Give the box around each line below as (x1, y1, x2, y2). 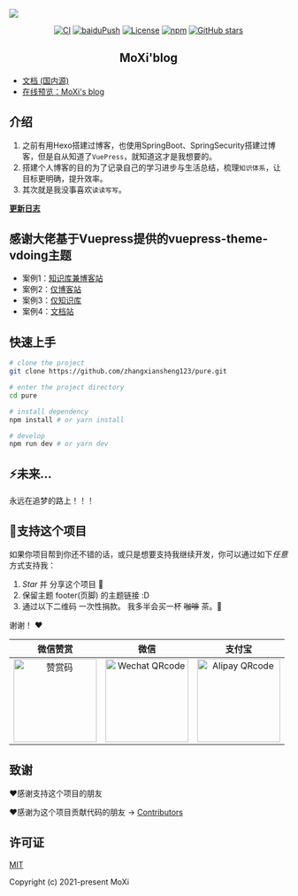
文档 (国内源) (21, 75, 69, 86)
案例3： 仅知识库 (21, 295, 82, 305)
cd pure (9, 390, 38, 400)
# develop (9, 431, 46, 440)
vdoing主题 (9, 248, 73, 263)
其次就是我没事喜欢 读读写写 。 (21, 184, 126, 195)
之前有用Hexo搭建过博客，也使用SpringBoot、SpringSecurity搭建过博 (21, 140, 276, 151)
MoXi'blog (118, 50, 179, 66)
